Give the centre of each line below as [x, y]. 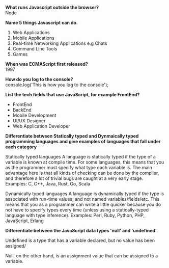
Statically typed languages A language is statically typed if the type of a [81, 157]
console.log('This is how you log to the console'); [57, 85]
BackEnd [22, 110]
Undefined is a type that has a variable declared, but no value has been [80, 240]
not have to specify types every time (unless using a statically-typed [77, 210]
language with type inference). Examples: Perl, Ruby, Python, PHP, [75, 215]
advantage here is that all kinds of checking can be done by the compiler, [82, 173]
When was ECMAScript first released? [47, 64]
